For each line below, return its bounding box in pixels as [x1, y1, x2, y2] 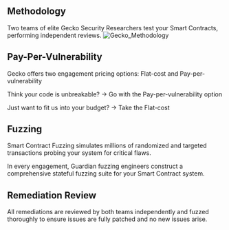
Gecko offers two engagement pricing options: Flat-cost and [7, 69, 179, 78]
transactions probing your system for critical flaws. [7, 149, 151, 157]
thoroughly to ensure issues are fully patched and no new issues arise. [7, 215, 208, 223]
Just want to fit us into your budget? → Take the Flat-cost [7, 103, 170, 112]
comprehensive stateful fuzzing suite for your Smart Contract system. [7, 169, 205, 178]
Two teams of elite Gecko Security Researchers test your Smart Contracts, [7, 23, 219, 32]
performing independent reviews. [7, 31, 102, 39]
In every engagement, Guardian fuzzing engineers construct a [7, 162, 184, 171]
